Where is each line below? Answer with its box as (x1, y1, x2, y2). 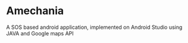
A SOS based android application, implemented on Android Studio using (6, 24, 183, 31)
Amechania (6, 4, 64, 18)
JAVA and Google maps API (6, 29, 74, 37)
